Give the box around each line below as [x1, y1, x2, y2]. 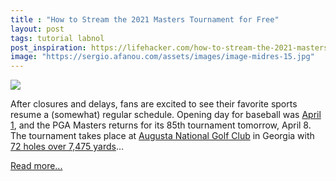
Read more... [10, 160, 63, 172]
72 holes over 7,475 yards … [10, 141, 125, 153]
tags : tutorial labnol [10, 33, 105, 43]
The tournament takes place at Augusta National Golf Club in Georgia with [10, 130, 315, 142]
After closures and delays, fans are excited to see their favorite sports [10, 98, 298, 110]
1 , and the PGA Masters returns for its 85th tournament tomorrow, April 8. [10, 119, 312, 131]
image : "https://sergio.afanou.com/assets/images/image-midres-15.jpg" [10, 52, 315, 62]
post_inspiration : [10, 42, 87, 53]
